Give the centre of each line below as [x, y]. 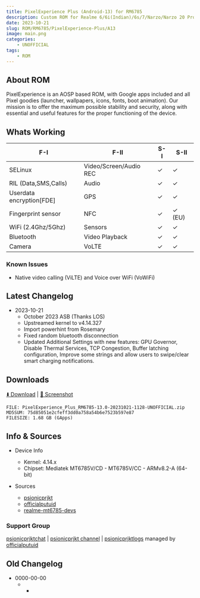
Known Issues [27, 264]
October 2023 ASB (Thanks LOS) [64, 317]
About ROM [28, 80]
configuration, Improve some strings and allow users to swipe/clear [106, 355]
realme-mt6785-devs [50, 510]
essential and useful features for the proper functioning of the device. [92, 113]
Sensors [95, 227]
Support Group [28, 525]
